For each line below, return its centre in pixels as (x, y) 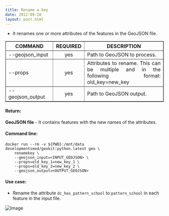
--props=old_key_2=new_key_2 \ (47, 166)
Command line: (21, 133)
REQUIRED (69, 46)
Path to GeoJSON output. (117, 94)
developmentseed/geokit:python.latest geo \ (53, 149)
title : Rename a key (27, 10)
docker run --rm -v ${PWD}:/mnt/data (45, 144)
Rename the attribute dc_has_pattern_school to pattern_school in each (86, 193)
